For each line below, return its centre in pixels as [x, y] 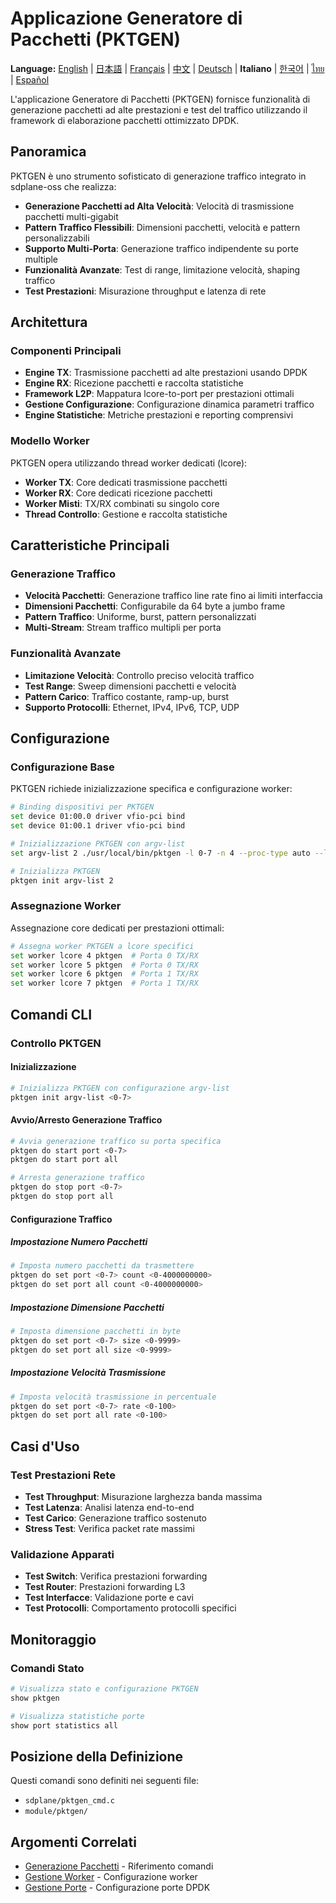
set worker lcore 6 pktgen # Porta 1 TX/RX [104, 974]
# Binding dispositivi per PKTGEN [82, 807]
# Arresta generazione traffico [77, 1178]
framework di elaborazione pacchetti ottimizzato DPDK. [125, 120]
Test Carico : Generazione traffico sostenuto [115, 1518]
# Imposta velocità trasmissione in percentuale [113, 1397]
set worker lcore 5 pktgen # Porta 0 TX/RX [104, 965]
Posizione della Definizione [97, 1756]
